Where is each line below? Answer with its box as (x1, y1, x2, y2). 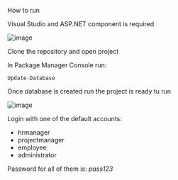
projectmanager (17, 136, 65, 144)
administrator (17, 151, 57, 159)
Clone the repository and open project (7, 47, 119, 55)
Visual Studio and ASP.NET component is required (7, 20, 155, 28)
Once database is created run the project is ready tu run (7, 87, 172, 95)
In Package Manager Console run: (7, 61, 107, 69)
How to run (7, 6, 40, 14)
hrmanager (17, 128, 50, 137)
